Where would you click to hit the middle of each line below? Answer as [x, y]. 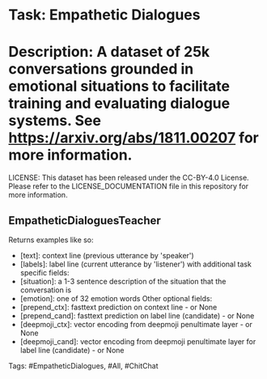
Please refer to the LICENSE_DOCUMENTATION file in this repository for [129, 186]
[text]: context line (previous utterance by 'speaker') [107, 255]
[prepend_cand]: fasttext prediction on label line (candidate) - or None [137, 315]
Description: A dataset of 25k [109, 52]
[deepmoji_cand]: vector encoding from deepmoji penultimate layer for [138, 341]
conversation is [45, 290]
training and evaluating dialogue [119, 104]
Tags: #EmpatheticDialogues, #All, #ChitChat [84, 365]
